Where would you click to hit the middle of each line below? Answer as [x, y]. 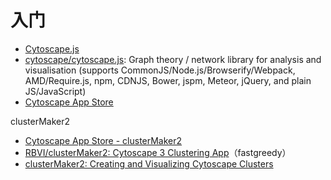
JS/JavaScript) [55, 91]
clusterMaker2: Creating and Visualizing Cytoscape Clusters [149, 163]
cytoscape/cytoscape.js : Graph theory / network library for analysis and [173, 59]
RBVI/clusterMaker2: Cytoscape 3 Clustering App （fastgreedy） [158, 152]
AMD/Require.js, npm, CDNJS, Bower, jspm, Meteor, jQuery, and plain [168, 80]
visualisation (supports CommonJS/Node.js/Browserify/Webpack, [160, 70]
